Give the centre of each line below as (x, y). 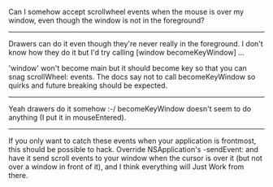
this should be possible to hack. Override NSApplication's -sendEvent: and (133, 149)
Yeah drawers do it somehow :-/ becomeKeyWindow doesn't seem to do (130, 109)
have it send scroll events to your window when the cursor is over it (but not (135, 158)
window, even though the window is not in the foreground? (106, 20)
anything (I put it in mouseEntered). (67, 117)
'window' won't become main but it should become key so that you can (128, 68)
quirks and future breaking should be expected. (88, 85)
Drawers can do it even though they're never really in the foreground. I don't (136, 43)
